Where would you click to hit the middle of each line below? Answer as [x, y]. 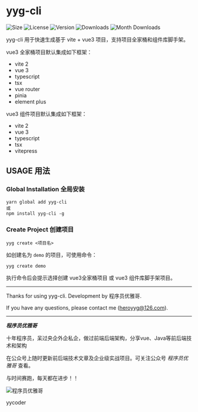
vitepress [26, 151]
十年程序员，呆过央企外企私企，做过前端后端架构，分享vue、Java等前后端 [96, 338]
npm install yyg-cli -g [35, 213]
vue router [27, 89]
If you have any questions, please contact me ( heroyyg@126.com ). [87, 308]
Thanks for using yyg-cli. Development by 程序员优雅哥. [74, 296]
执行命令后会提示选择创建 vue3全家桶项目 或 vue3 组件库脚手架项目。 [91, 278]
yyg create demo [26, 266]
